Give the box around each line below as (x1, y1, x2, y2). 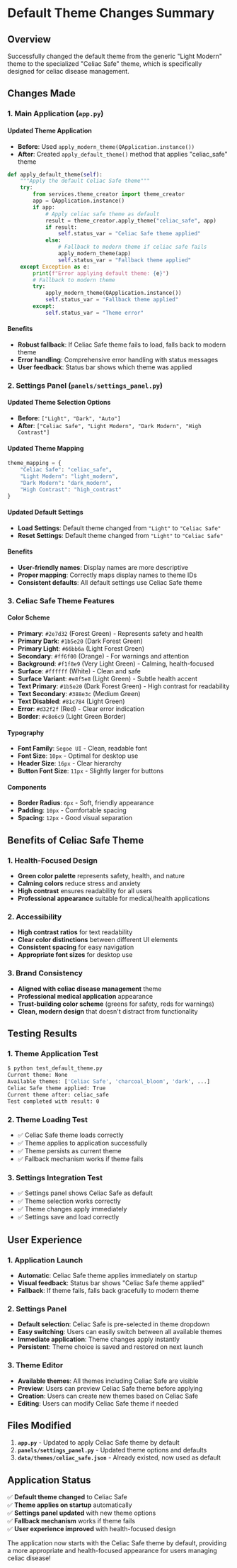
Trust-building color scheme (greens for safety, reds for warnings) (17, 999, 214, 1008)
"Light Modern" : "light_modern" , (20, 473, 119, 480)
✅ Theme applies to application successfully (17, 1139, 148, 1147)
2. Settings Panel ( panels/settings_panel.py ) (7, 381, 163, 391)
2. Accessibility (7, 912, 62, 922)
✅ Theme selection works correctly (17, 1197, 122, 1206)
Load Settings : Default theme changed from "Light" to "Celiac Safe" (17, 523, 221, 532)
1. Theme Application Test (7, 1049, 99, 1059)
